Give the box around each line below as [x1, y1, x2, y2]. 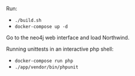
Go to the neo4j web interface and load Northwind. [6, 34, 130, 41]
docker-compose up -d [14, 24, 68, 29]
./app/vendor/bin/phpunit [14, 64, 78, 70]
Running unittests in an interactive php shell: [6, 45, 114, 52]
